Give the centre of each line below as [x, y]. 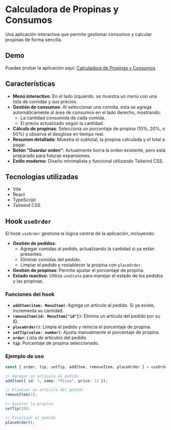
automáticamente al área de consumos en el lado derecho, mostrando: [87, 112]
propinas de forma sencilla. [34, 40]
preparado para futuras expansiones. [51, 156]
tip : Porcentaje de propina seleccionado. [56, 343]
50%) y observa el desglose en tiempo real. [58, 134]
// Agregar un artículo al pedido [42, 376]
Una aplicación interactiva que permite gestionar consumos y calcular [79, 34]
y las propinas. [28, 281]
